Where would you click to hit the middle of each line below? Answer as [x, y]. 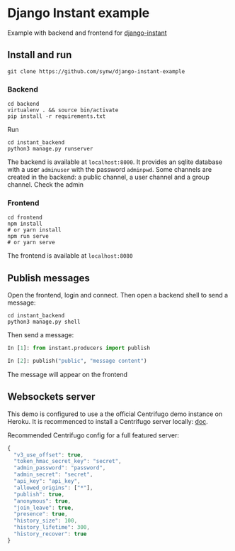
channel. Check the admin [45, 185]
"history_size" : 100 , [46, 521]
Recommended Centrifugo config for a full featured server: [93, 435]
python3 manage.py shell [44, 322]
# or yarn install [34, 230]
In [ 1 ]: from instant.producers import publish [79, 348]
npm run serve [28, 236]
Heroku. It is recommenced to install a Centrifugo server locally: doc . [108, 421]
